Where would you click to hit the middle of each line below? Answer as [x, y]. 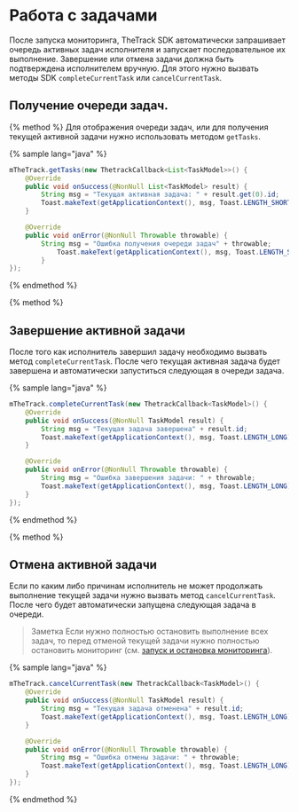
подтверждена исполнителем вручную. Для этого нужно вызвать [134, 68]
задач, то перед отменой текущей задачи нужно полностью [145, 641]
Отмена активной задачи [83, 564]
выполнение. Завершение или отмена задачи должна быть [122, 59]
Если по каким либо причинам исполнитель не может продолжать [136, 586]
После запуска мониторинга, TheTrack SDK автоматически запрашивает [147, 40]
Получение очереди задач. [89, 106]
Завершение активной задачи [98, 331]
